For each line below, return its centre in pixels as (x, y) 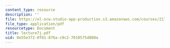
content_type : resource (30, 10)
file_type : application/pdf (35, 24)
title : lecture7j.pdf (28, 33)
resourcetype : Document (30, 28)
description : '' (22, 14)
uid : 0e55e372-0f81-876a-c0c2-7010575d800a (52, 38)
